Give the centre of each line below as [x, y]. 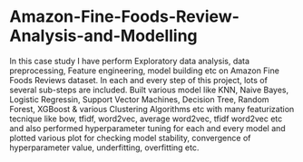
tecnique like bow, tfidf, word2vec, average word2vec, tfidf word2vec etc [146, 119]
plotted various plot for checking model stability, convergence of [130, 138]
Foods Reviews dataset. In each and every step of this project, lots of [138, 80]
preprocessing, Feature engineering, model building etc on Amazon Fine [144, 71]
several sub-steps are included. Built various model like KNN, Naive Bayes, [149, 90]
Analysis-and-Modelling [103, 36]
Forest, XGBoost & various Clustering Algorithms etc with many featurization [152, 109]
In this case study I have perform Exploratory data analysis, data [130, 61]
